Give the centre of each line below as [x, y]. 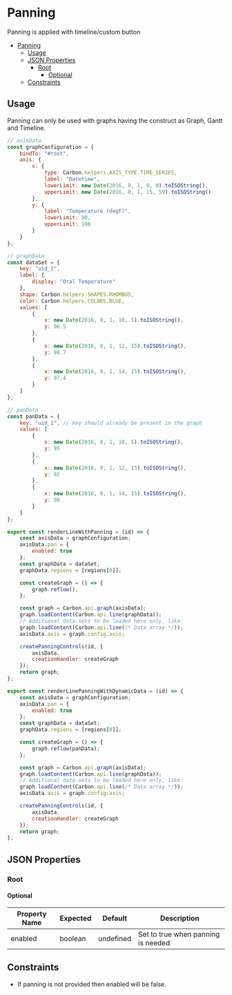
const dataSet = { [33, 262]
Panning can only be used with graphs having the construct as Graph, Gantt [115, 120]
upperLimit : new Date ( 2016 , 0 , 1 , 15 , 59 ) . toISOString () [128, 192]
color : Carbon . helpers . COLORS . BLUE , [72, 301]
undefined [115, 938]
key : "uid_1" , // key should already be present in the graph [111, 423]
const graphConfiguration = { [51, 147]
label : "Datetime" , [72, 179]
